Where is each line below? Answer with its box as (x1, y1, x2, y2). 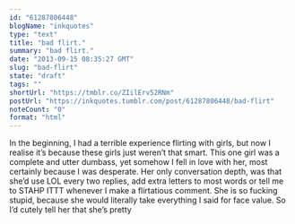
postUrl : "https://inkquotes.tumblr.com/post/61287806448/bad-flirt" (9, 96, 275, 106)
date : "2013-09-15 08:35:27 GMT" (9, 55, 134, 64)
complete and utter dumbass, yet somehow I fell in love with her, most (9, 157, 268, 168)
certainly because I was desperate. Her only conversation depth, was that (9, 167, 282, 177)
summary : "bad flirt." (9, 47, 94, 56)
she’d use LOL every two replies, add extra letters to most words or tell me (9, 176, 284, 186)
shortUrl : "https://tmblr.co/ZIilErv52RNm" (9, 88, 175, 97)
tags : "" (9, 80, 42, 89)
